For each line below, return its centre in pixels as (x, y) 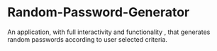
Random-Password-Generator (99, 12)
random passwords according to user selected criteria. (88, 39)
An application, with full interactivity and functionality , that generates (109, 32)
